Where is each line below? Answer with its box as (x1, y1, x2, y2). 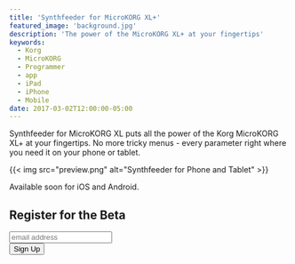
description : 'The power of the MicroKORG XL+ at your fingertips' (9, 29, 265, 38)
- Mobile (17, 95, 50, 105)
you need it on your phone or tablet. (9, 148, 140, 158)
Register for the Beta (9, 207, 126, 222)
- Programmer (17, 63, 66, 72)
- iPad (17, 79, 42, 88)
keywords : (9, 37, 46, 47)
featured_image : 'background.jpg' (9, 21, 138, 30)
